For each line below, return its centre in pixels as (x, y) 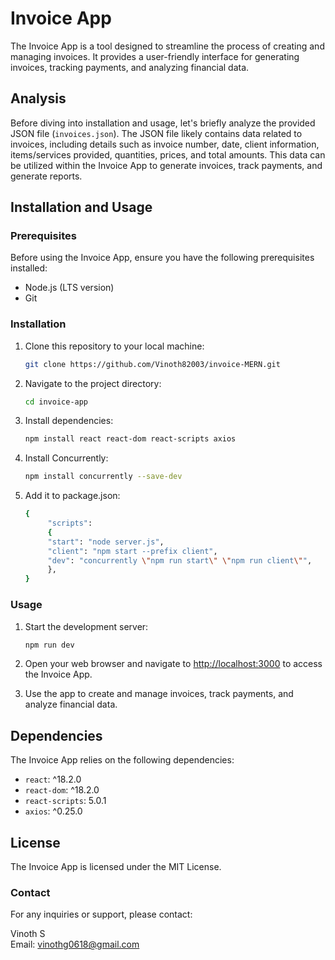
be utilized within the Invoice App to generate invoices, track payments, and (166, 165)
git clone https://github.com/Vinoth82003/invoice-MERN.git (152, 364)
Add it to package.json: (72, 496)
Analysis (38, 98)
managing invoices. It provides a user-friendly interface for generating (155, 56)
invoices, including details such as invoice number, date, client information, (165, 144)
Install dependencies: (69, 421)
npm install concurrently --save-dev (103, 477)
